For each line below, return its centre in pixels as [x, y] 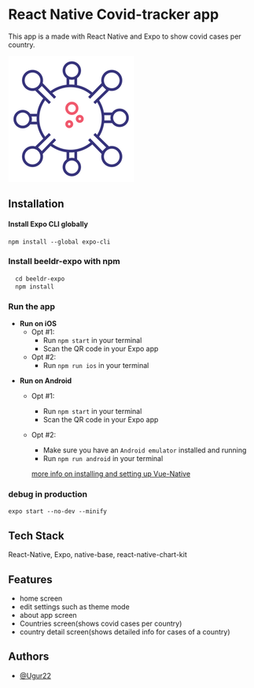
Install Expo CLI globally [48, 224]
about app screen [48, 615]
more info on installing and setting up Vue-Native [111, 474]
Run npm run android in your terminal [103, 459]
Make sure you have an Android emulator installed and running [145, 450]
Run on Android [46, 381]
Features [30, 580]
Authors [29, 657]
